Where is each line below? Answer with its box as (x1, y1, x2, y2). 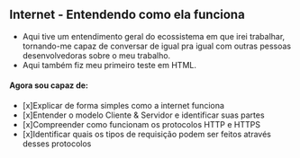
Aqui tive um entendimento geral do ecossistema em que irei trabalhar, (22, 31, 286, 41)
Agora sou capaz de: (9, 80, 88, 91)
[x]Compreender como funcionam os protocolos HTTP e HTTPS (22, 119, 261, 130)
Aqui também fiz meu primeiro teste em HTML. (22, 59, 196, 70)
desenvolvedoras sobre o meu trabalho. (22, 49, 171, 61)
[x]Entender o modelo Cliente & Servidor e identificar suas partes (22, 110, 265, 120)
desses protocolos (22, 138, 92, 149)
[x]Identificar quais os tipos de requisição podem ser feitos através (22, 129, 272, 140)
